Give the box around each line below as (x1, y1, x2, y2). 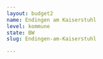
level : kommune (6, 23, 50, 29)
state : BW (6, 29, 35, 36)
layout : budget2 (6, 10, 53, 17)
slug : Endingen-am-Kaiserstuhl (6, 36, 97, 43)
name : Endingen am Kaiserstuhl (6, 16, 97, 23)
